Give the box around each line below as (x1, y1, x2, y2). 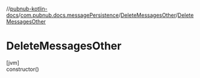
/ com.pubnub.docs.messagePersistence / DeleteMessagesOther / (18, 11, 178, 19)
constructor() (6, 65, 39, 73)
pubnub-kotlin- (10, 5, 48, 12)
